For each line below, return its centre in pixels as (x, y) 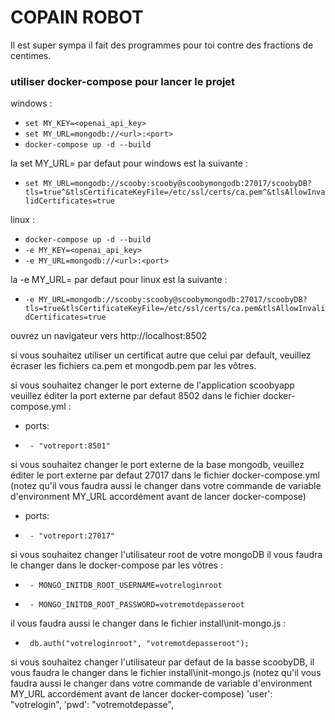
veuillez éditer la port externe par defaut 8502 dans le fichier (135, 396)
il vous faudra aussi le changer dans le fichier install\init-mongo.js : (148, 623)
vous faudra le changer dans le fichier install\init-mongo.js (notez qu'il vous (166, 673)
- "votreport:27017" (72, 536)
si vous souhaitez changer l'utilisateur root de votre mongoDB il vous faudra (166, 555)
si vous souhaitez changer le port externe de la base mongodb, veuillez (157, 465)
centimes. (31, 55)
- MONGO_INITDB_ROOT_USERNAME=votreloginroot (126, 586)
